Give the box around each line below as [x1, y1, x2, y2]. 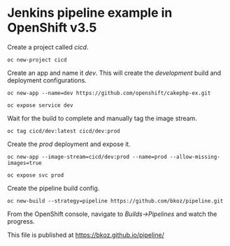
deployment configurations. [7, 75, 87, 85]
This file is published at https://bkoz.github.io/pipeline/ [7, 231, 164, 239]
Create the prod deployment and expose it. [7, 140, 131, 148]
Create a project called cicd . [7, 43, 89, 51]
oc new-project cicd [7, 56, 68, 64]
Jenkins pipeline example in [7, 5, 173, 21]
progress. [7, 217, 35, 225]
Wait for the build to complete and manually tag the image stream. [7, 114, 197, 122]
